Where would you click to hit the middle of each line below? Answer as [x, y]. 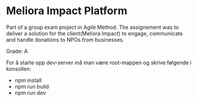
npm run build [32, 86]
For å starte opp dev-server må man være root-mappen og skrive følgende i [99, 62]
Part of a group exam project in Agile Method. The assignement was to [93, 27]
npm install [28, 80]
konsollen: [19, 68]
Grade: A [17, 51]
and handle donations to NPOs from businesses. [65, 40]
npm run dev [30, 93]
